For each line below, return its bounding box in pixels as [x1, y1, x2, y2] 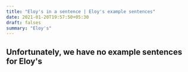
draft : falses [6, 19, 42, 25]
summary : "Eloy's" [6, 25, 52, 31]
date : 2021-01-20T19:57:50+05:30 [6, 14, 89, 20]
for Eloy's [6, 56, 43, 66]
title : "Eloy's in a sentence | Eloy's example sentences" [6, 8, 156, 15]
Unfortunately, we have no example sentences [6, 47, 183, 57]
